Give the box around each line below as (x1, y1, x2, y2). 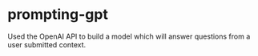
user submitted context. (7, 39, 87, 49)
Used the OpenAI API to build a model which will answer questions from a (7, 32, 251, 41)
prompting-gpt (7, 6, 109, 24)
